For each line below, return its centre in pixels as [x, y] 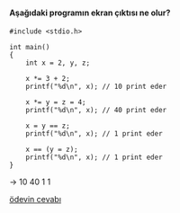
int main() [30, 48]
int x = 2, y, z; [58, 63]
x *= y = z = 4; [56, 102]
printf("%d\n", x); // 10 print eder [96, 87]
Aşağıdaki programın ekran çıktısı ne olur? [90, 13]
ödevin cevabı [35, 200]
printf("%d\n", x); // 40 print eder [96, 111]
